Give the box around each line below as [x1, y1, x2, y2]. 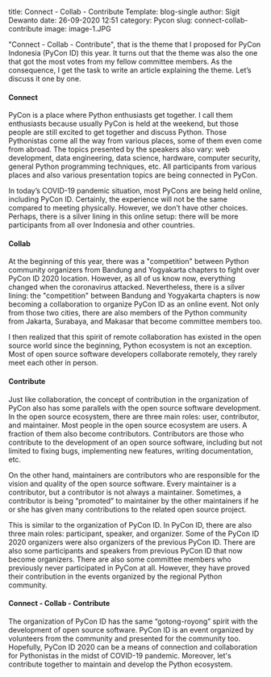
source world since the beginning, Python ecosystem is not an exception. [8, 341, 252, 350]
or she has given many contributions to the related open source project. [8, 504, 247, 514]
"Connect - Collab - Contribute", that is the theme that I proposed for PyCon [8, 40, 261, 49]
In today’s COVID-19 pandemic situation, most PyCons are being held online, [8, 186, 262, 196]
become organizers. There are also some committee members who [8, 554, 231, 564]
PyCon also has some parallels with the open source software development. [8, 403, 261, 412]
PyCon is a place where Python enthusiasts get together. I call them [8, 111, 233, 120]
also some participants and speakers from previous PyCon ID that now [8, 545, 244, 555]
